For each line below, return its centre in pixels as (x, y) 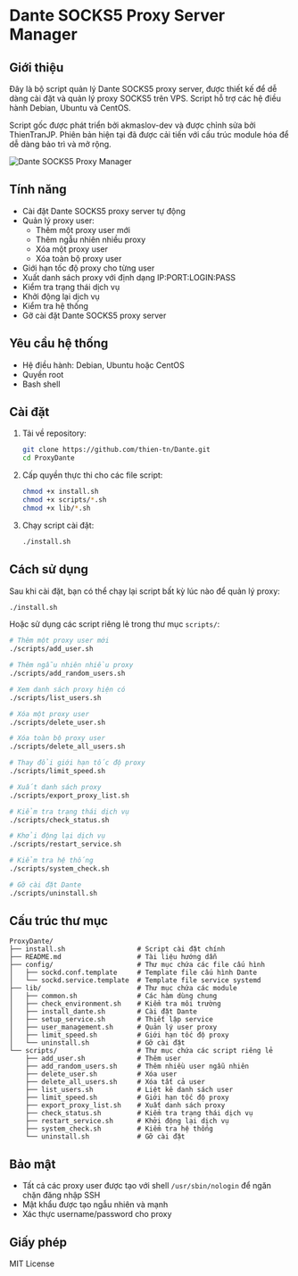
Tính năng (38, 190)
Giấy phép (38, 1242)
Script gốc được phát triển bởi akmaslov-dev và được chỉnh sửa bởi (132, 125)
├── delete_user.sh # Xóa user (101, 1074)
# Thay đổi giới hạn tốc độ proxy (77, 763)
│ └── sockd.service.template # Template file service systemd (135, 980)
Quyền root (43, 374)
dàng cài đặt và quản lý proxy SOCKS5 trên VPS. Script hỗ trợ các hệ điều (145, 98)
